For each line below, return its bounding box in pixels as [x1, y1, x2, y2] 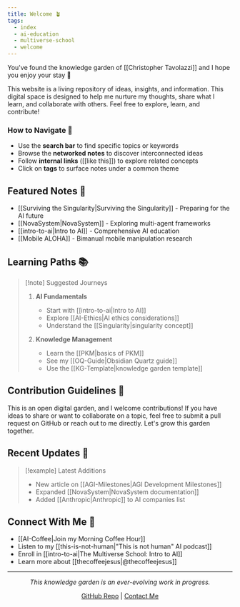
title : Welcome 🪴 [7, 10, 61, 18]
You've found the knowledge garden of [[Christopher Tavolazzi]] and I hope [7, 64, 231, 71]
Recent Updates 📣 [7, 447, 89, 459]
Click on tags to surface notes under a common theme [17, 164, 179, 173]
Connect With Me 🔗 [7, 516, 96, 528]
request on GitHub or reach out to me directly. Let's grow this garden [7, 418, 211, 427]
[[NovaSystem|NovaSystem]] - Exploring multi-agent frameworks [17, 219, 211, 228]
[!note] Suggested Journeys [24, 278, 108, 286]
